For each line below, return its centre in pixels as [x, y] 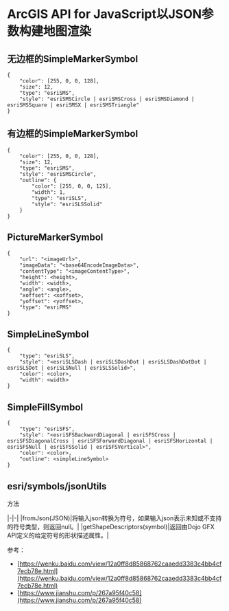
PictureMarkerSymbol [55, 237]
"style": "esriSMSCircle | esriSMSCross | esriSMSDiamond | [107, 99]
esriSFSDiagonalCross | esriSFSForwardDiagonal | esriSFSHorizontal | [110, 441]
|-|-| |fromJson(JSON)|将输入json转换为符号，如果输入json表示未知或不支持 [114, 518]
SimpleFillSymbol [45, 407]
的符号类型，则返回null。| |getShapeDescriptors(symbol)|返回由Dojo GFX [111, 527]
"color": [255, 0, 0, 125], [72, 186]
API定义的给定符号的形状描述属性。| [58, 535]
